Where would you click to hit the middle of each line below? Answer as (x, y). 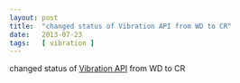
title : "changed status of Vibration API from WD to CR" (120, 26)
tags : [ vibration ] (52, 43)
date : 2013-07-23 (46, 34)
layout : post (34, 18)
